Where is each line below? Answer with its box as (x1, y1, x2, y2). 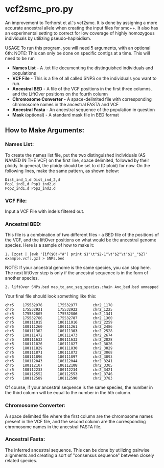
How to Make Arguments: (5, 126, 85, 135)
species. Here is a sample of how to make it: (5, 242, 94, 248)
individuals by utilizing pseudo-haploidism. (5, 35, 92, 41)
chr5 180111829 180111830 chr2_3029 (5, 346, 113, 351)
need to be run (5, 55, 35, 61)
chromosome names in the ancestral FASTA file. (5, 424, 102, 430)
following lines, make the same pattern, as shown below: (5, 168, 119, 174)
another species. (5, 275, 39, 281)
